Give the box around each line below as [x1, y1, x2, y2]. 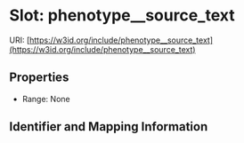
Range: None [21, 93, 70, 104]
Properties [9, 70, 69, 85]
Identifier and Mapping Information [9, 119, 208, 134]
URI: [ [9, 35, 30, 45]
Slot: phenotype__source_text [9, 5, 235, 26]
